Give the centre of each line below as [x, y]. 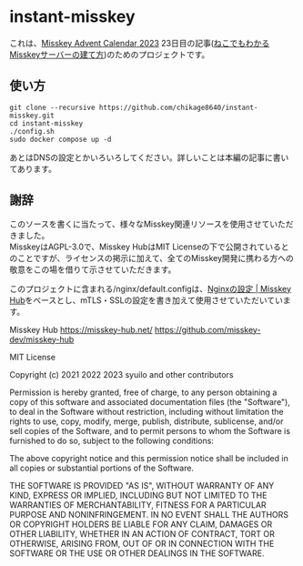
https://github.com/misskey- [207, 329]
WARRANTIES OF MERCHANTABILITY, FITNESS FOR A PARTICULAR [138, 505]
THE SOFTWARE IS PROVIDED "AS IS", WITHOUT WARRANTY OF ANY [142, 485]
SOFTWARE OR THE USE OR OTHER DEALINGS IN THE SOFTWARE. [137, 553]
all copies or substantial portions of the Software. [101, 468]
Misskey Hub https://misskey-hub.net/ [81, 329]
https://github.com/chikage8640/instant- [178, 107]
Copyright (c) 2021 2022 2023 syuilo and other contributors [121, 374]
